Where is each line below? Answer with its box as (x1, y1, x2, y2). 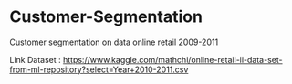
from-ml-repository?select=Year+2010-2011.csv (9, 64, 189, 75)
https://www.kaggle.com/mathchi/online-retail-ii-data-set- (62, 54, 283, 65)
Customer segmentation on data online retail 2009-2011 (9, 37, 219, 47)
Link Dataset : (9, 54, 61, 65)
